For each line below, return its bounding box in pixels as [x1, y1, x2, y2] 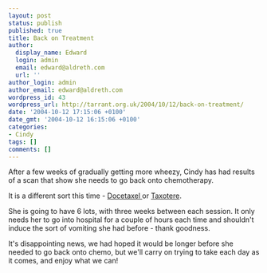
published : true [8, 26, 62, 34]
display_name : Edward [15, 49, 88, 57]
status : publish [8, 19, 62, 27]
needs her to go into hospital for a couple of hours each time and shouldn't [8, 215, 254, 224]
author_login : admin [8, 78, 77, 86]
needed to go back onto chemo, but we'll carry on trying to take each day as [8, 247, 260, 257]
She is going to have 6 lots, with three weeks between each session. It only [8, 207, 255, 216]
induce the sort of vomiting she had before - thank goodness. [8, 224, 210, 233]
